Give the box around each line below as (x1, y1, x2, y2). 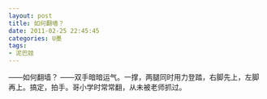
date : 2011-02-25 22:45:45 (8, 27, 100, 35)
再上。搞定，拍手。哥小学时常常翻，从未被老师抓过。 (8, 82, 187, 92)
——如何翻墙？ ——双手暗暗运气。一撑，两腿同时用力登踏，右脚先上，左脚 (8, 72, 260, 81)
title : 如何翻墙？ (8, 19, 65, 27)
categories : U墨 (8, 34, 62, 43)
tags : (8, 42, 27, 50)
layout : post (8, 11, 53, 20)
